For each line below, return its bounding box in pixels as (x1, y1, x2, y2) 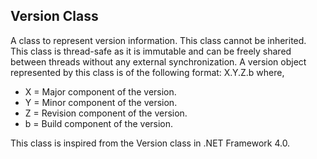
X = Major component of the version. (24, 85, 177, 98)
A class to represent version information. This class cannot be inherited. (10, 34, 307, 46)
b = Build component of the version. (24, 117, 174, 129)
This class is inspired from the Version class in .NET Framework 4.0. (10, 137, 291, 149)
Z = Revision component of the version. (24, 107, 188, 119)
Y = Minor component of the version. (24, 96, 178, 108)
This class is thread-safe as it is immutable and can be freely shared (10, 45, 292, 57)
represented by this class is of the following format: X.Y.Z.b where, (10, 66, 285, 78)
